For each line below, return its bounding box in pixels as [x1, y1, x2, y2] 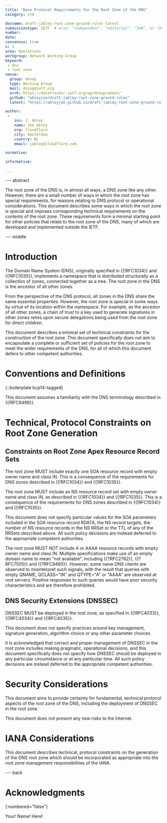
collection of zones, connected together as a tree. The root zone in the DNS [5, 278, 161, 284]
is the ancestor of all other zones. [5, 283, 74, 289]
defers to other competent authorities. [5, 350, 83, 357]
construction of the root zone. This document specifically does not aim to [5, 335, 156, 341]
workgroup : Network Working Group [5, 53, 77, 58]
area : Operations [5, 48, 41, 54]
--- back [5, 769, 23, 776]
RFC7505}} [5, 561, 28, 567]
